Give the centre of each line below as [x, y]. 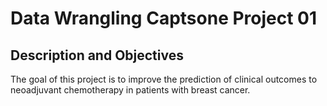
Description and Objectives [97, 55]
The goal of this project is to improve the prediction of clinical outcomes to [164, 79]
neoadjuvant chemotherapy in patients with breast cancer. [130, 90]
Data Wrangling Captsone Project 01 [164, 18]
